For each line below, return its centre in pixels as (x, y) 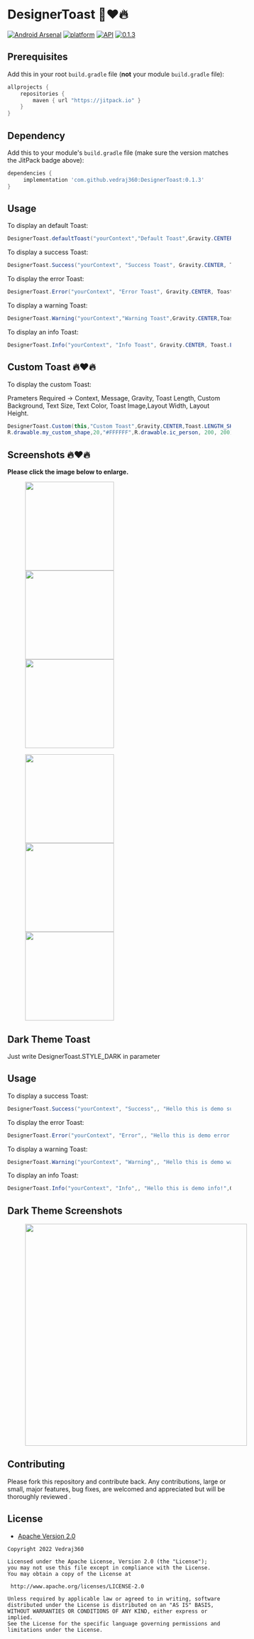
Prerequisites (38, 57)
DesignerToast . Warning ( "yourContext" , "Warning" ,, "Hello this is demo (115, 1162)
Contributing (36, 1465)
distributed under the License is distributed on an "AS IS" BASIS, (111, 1605)
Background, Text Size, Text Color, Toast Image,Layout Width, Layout (109, 405)
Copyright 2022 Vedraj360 (45, 1549)
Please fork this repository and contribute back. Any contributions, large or (117, 1481)
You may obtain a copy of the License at (70, 1574)
